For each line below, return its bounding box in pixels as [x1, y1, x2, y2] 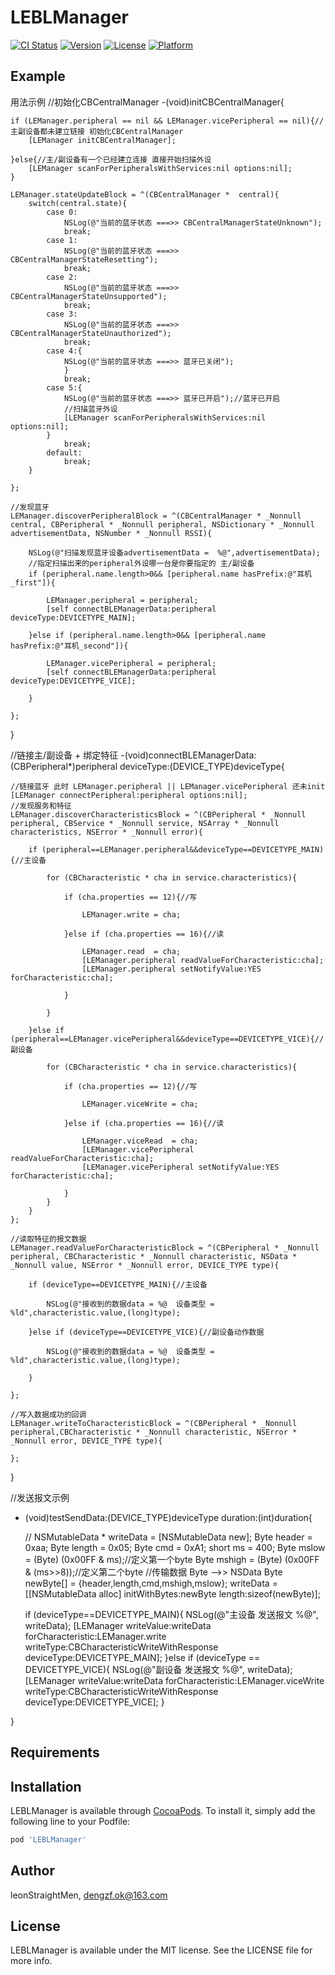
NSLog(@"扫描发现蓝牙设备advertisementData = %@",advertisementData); [28, 547, 322, 558]
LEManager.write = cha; [81, 909, 182, 920]
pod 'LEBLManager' [10, 1834, 87, 1845]
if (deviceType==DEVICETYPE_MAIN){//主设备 [28, 1279, 208, 1290]
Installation [10, 1778, 82, 1795]
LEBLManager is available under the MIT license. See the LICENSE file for [10, 1944, 313, 1956]
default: [46, 447, 83, 458]
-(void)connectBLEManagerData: [120, 749, 257, 761]
